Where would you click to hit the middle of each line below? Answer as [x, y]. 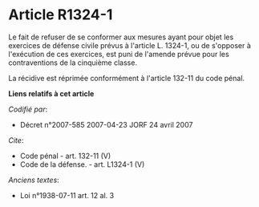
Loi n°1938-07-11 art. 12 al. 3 [67, 195]
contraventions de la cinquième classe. [73, 63]
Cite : [16, 140]
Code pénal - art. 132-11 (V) [65, 156]
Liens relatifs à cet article [51, 93]
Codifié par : [28, 109]
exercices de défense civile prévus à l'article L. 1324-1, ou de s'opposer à [129, 45]
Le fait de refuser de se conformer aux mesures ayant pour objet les [121, 37]
